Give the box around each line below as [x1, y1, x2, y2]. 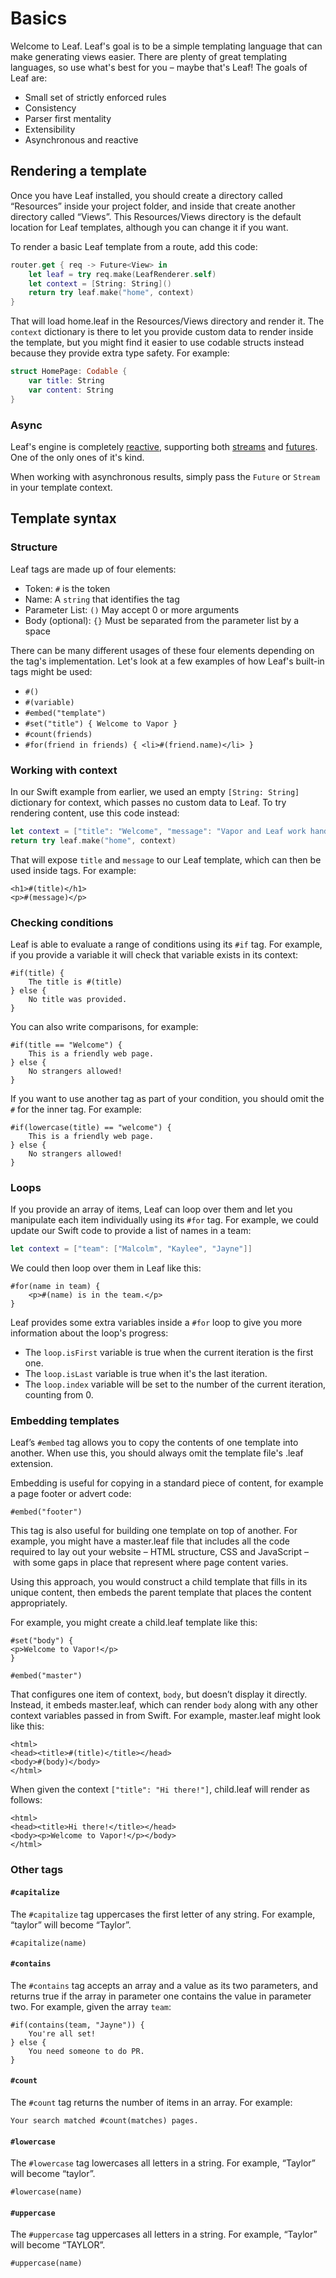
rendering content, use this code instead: [10, 807, 180, 819]
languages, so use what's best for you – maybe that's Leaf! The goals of [10, 61, 308, 73]
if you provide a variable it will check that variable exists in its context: [10, 948, 298, 961]
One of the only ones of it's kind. [10, 451, 145, 463]
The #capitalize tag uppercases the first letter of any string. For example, [10, 1908, 316, 1920]
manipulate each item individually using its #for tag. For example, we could [10, 1214, 319, 1226]
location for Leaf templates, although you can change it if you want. [10, 221, 289, 233]
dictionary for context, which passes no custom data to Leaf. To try [10, 796, 287, 808]
